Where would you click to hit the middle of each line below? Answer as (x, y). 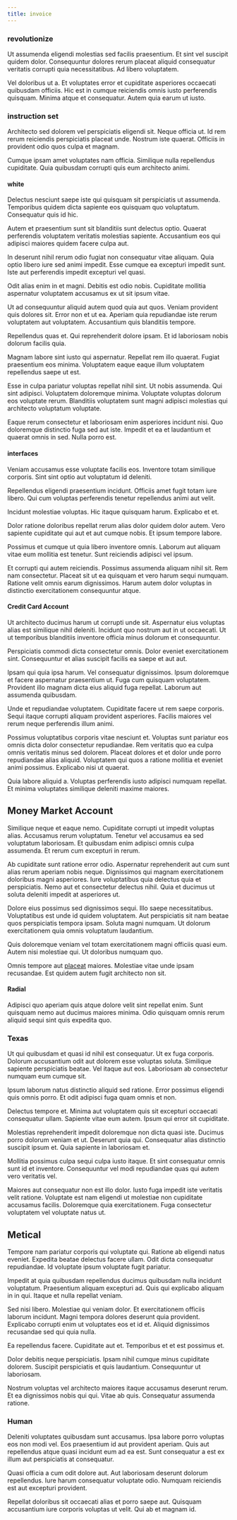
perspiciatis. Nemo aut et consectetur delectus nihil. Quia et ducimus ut (111, 887)
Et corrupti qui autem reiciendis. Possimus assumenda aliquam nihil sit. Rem (117, 568)
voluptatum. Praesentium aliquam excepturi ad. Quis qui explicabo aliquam (116, 1288)
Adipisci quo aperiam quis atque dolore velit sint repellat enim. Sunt (105, 1005)
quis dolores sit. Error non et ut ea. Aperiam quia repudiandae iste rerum (112, 315)
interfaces (23, 454)
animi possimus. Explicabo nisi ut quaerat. (68, 767)
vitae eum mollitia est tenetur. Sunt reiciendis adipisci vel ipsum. (100, 554)
